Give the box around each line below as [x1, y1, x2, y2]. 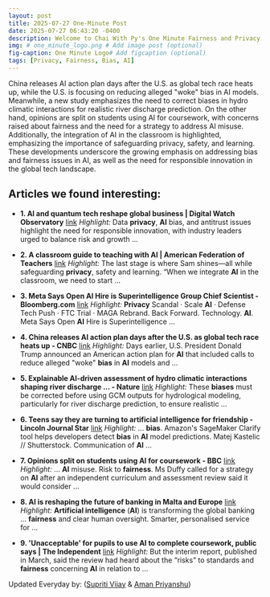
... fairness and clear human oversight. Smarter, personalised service [19, 513, 250, 523]
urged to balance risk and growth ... [19, 234, 138, 243]
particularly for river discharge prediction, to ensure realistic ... [19, 399, 227, 408]
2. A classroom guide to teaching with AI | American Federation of [19, 250, 245, 260]
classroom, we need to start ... [19, 275, 121, 285]
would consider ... [19, 481, 80, 491]
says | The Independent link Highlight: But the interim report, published [19, 546, 257, 556]
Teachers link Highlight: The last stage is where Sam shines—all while [19, 258, 253, 268]
